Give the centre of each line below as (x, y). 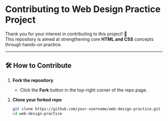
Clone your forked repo (37, 99)
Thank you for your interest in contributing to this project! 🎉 (66, 34)
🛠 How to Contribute (38, 66)
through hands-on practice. (33, 44)
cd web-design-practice (37, 113)
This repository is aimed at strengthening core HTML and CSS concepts (79, 39)
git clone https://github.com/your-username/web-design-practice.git (86, 109)
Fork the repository (33, 80)
